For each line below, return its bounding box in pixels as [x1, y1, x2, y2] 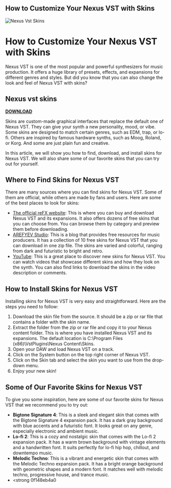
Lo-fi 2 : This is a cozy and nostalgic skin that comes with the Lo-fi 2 [12, 434, 156, 439]
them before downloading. [12, 226, 69, 232]
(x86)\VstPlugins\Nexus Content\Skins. [12, 341, 95, 347]
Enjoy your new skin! [12, 368, 57, 374]
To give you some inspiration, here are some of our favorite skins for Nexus [5, 396, 164, 402]
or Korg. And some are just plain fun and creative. [5, 140, 110, 146]
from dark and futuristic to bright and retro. [12, 248, 104, 254]
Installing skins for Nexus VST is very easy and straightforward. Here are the [5, 298, 166, 304]
